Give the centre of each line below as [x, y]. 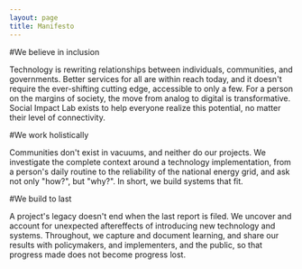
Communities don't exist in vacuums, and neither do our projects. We [137, 152]
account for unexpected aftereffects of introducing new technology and [142, 226]
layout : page [34, 18]
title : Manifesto [42, 26]
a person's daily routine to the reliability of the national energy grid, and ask [150, 172]
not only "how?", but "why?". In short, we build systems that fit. [126, 181]
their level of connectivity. [57, 117]
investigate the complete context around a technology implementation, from [150, 162]
